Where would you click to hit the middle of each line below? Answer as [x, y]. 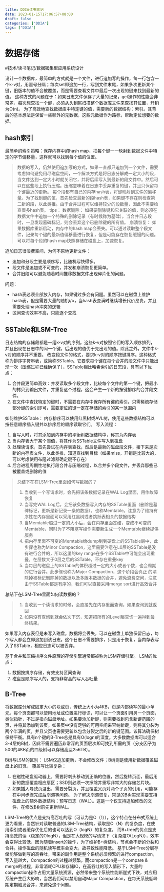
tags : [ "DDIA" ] [20, 28]
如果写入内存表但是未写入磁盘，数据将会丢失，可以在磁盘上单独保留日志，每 [82, 633]
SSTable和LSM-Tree [36, 330]
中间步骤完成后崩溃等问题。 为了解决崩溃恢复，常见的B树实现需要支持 [87, 795]
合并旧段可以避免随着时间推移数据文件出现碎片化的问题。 [70, 273]
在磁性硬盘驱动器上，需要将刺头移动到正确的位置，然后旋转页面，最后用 [85, 776]
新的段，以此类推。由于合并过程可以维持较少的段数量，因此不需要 [88, 204]
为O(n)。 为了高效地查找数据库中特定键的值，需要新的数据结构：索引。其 [79, 109]
